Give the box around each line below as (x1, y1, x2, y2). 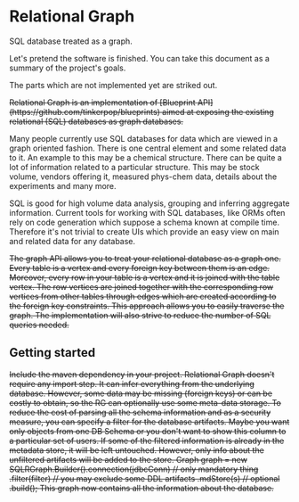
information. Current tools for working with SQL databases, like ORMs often (9, 207, 286, 218)
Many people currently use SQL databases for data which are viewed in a (9, 133, 279, 144)
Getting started (9, 345, 96, 360)
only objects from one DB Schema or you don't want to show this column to (9, 425, 287, 436)
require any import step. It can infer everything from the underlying (9, 378, 255, 389)
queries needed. (9, 319, 69, 330)
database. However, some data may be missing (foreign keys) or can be (9, 388, 273, 399)
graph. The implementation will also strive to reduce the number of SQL (9, 309, 271, 320)
